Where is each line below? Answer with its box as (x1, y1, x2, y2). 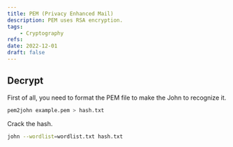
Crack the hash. (7, 119, 53, 127)
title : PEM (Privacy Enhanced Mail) (7, 10, 114, 17)
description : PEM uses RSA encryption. (7, 17, 123, 24)
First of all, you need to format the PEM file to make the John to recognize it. (7, 93, 227, 102)
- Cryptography (20, 29, 64, 37)
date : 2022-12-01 (7, 42, 58, 49)
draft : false (7, 49, 45, 56)
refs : (7, 36, 23, 43)
